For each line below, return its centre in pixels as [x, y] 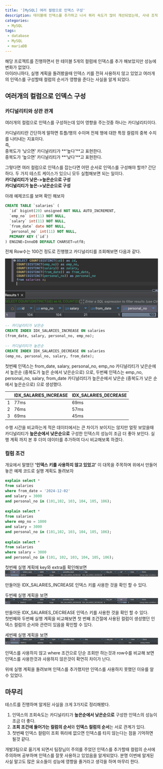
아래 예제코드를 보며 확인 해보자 [35, 196]
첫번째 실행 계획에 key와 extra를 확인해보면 [46, 568]
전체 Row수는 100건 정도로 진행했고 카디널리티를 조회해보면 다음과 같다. [73, 251]
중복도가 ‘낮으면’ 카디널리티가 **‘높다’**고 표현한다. [54, 151]
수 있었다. [14, 675]
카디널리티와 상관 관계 [29, 111]
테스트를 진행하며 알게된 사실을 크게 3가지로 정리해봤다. [57, 704]
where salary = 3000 [26, 552]
